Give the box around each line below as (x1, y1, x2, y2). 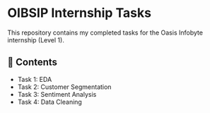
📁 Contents (7, 56, 58, 69)
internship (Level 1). (7, 35, 65, 44)
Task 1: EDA (17, 75, 52, 83)
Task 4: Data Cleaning (17, 97, 83, 106)
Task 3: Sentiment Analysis (17, 90, 97, 98)
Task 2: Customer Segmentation (17, 83, 112, 91)
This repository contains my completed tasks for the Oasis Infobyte (7, 28, 204, 37)
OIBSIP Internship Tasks (7, 5, 152, 21)
